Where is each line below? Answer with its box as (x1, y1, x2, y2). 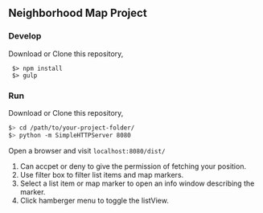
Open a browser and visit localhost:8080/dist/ (8, 145, 166, 155)
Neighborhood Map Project (8, 6, 147, 20)
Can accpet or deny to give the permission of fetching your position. (19, 161, 247, 171)
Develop (8, 31, 42, 42)
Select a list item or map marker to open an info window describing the (19, 178, 255, 188)
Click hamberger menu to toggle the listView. (19, 195, 169, 205)
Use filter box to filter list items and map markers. (19, 170, 184, 179)
